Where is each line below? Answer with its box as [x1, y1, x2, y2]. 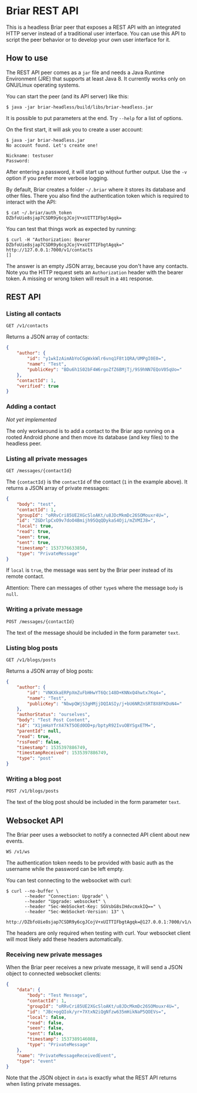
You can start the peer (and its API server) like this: [6, 92, 129, 100]
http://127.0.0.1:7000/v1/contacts [6, 247, 93, 253]
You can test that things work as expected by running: [6, 225, 137, 232]
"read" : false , [27, 1020, 64, 1026]
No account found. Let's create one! [6, 143, 98, 148]
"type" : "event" [16, 1058, 57, 1064]
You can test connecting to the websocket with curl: [6, 877, 132, 884]
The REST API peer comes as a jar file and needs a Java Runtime [6, 69, 165, 76]
